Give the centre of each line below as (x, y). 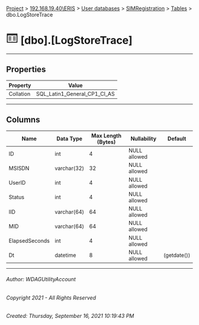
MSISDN (19, 168)
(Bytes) (106, 141)
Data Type (70, 139)
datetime (65, 255)
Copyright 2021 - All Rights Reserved (51, 297)
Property (20, 85)
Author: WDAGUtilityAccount (41, 279)
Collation (20, 94)
